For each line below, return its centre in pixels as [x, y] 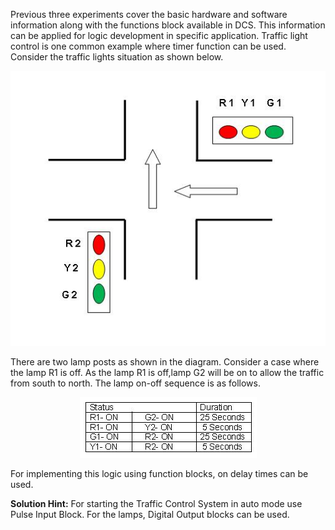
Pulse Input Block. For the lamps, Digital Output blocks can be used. [150, 515]
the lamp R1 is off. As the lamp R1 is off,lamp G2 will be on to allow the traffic [167, 373]
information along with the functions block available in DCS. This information [168, 25]
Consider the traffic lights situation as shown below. [117, 57]
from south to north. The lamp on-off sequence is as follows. [135, 383]
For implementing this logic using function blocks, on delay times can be [159, 474]
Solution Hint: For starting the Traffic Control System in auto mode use [156, 504]
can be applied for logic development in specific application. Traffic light [159, 35]
